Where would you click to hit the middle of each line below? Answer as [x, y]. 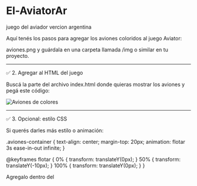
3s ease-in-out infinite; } [36, 148]
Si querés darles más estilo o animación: [55, 130]
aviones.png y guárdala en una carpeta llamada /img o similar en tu [87, 49]
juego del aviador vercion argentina [49, 27]
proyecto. [18, 56]
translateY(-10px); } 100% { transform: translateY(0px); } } [76, 166]
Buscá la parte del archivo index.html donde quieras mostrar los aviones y [96, 84]
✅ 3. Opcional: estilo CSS [37, 119]
